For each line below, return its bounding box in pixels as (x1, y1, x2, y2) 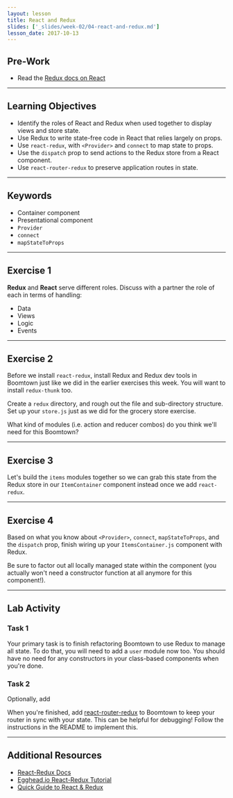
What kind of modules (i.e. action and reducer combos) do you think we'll (7, 420, 217, 429)
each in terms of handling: (7, 290, 82, 299)
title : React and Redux (7, 17, 76, 24)
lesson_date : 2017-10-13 (7, 29, 79, 37)
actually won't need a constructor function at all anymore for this (7, 568, 192, 577)
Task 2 (7, 679, 31, 689)
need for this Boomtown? (7, 428, 79, 436)
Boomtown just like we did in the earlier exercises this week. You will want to (7, 378, 226, 387)
